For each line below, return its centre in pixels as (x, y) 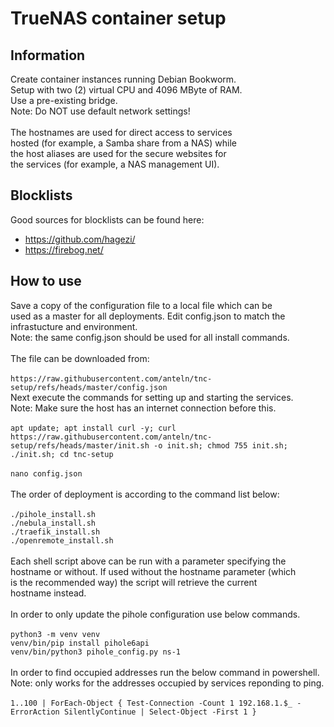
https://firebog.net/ (64, 249)
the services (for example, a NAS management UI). (115, 164)
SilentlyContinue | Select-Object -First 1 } (160, 712)
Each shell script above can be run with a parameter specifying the (148, 561)
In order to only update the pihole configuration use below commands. (155, 614)
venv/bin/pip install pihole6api (80, 643)
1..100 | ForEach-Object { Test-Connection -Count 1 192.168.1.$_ (151, 703)
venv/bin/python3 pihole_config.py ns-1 (96, 652)
